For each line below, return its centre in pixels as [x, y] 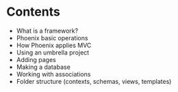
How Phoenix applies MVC [54, 45]
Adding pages [36, 59]
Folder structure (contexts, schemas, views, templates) [94, 81]
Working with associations [53, 74]
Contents [34, 12]
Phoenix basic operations [52, 37]
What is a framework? [47, 31]
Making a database [43, 67]
